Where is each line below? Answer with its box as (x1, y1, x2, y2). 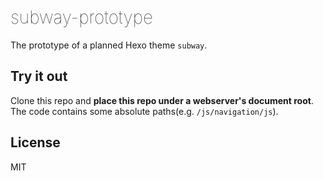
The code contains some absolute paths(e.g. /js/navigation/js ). (10, 105, 279, 117)
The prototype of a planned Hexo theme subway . (10, 39, 208, 51)
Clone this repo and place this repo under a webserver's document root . (10, 94, 314, 106)
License (10, 134, 61, 151)
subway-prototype (10, 6, 153, 29)
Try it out (10, 68, 68, 85)
